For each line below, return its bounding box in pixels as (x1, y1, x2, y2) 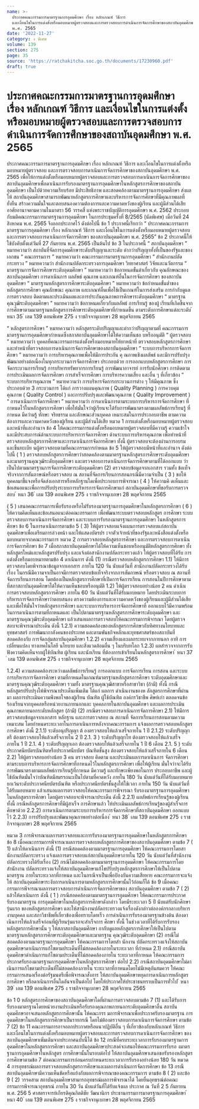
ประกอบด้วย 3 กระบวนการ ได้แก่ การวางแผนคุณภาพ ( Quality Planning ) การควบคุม (6, 384, 180, 392)
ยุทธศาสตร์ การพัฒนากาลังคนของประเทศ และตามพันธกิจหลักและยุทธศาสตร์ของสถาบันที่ (6, 629, 175, 636)
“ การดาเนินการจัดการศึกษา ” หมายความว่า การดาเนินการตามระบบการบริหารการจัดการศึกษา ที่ (6, 398, 190, 405)
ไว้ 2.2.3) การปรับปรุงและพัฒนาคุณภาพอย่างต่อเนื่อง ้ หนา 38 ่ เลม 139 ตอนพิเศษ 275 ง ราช (6, 813, 191, 821)
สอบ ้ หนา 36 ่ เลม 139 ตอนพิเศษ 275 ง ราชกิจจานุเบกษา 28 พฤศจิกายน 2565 (6, 491, 167, 498)
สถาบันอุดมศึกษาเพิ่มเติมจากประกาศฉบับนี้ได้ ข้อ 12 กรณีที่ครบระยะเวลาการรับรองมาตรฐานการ (6, 1036, 188, 1043)
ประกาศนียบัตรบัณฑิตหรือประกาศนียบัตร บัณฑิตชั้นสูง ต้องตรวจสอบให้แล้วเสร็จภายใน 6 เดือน (6, 747, 188, 754)
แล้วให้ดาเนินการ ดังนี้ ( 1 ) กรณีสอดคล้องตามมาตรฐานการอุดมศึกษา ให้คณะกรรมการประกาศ (6, 892, 186, 899)
